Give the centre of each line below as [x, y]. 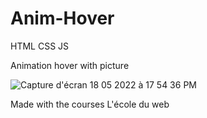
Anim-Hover [62, 18]
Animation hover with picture [70, 65]
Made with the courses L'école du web [90, 104]
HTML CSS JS [40, 46]
